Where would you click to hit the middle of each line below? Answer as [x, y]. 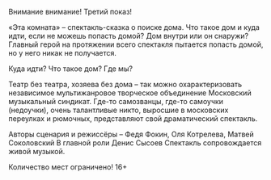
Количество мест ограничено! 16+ [68, 167]
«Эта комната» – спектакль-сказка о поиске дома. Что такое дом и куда [134, 27]
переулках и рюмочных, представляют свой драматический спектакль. [133, 119]
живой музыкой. [37, 151]
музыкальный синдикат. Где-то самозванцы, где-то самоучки [116, 101]
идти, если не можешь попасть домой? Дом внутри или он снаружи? [129, 36]
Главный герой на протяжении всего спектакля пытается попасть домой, [136, 44]
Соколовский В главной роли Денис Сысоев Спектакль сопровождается [135, 143]
